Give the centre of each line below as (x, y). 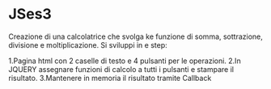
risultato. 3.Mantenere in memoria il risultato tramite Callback (110, 78)
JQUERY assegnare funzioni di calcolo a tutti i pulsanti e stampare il (121, 69)
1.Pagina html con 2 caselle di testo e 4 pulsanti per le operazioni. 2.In (125, 61)
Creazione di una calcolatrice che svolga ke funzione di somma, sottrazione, (135, 36)
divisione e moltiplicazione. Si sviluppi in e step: (88, 44)
